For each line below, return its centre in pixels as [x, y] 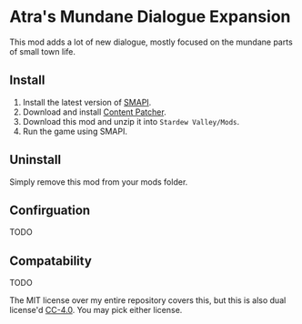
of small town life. [42, 51]
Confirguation [50, 210]
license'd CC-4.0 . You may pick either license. [96, 310]
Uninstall [35, 160]
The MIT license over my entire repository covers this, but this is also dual [148, 300]
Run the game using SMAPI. [75, 131]
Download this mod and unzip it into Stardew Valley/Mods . [131, 121]
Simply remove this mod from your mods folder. [99, 182]
